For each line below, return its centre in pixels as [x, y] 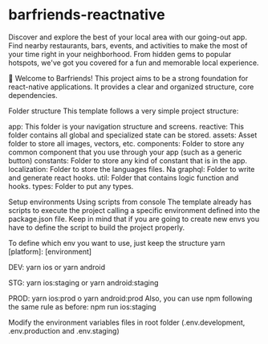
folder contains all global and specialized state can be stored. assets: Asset [133, 135]
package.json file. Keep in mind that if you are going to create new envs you [134, 219]
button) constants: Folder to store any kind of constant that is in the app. [128, 160]
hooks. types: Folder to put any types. [71, 186]
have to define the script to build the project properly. [97, 227]
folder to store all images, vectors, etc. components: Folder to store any [126, 143]
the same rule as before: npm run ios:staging [82, 306]
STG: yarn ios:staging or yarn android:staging [83, 282]
